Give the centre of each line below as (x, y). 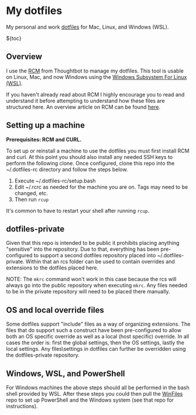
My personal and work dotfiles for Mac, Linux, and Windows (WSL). (87, 27)
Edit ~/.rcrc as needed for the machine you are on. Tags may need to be (101, 187)
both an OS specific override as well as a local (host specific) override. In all (97, 337)
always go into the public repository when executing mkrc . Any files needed (97, 285)
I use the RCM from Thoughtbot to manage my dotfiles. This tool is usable (95, 71)
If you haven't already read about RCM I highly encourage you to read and (95, 94)
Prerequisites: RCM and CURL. (44, 139)
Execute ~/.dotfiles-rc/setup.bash (55, 181)
